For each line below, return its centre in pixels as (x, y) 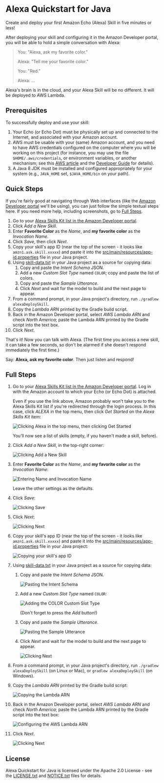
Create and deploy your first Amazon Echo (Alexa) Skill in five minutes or (79, 23)
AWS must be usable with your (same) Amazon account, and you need (84, 142)
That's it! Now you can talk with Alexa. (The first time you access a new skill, (82, 340)
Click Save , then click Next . (40, 242)
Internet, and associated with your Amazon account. (65, 137)
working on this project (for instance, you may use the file (71, 152)
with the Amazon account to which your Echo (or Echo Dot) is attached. (84, 392)
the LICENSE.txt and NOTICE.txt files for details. (54, 776)
